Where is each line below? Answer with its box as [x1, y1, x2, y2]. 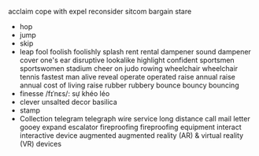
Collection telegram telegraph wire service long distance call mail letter [19, 114, 250, 123]
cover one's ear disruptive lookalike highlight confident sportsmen [19, 55, 235, 65]
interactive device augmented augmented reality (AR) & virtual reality [19, 131, 244, 140]
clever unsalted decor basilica [19, 98, 118, 106]
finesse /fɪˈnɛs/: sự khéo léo [19, 89, 110, 98]
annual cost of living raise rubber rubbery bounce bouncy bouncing [19, 80, 239, 90]
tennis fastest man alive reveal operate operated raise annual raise [19, 72, 236, 81]
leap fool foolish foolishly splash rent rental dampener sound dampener [19, 47, 252, 56]
